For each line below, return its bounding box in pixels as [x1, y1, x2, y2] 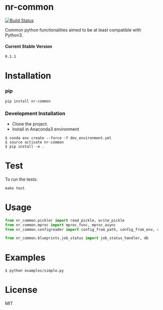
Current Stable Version [5, 43, 52, 49]
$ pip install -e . [5, 144, 45, 149]
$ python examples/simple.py [5, 268, 64, 274]
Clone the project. [12, 121, 49, 127]
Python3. [5, 32, 23, 38]
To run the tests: [5, 176, 38, 182]
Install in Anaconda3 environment [12, 126, 79, 132]
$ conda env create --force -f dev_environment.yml [5, 135, 112, 140]
